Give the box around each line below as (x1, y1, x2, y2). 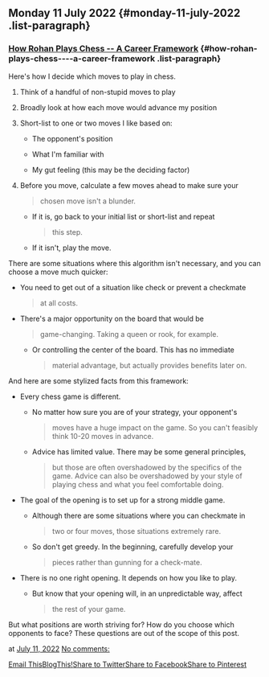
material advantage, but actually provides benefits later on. (51, 360, 247, 370)
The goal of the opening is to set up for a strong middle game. (19, 494, 226, 505)
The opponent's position (31, 133, 114, 143)
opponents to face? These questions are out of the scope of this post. (8, 628, 239, 638)
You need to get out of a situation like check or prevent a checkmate (19, 282, 247, 292)
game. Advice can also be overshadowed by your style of (51, 470, 243, 481)
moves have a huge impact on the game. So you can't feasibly (51, 422, 259, 433)
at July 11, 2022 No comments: (8, 643, 110, 654)
